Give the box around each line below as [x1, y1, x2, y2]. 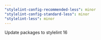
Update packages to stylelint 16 [4, 30, 67, 36]
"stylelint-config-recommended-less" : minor [4, 7, 96, 12]
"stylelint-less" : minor [4, 16, 55, 21]
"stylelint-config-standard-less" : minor [4, 12, 90, 17]
